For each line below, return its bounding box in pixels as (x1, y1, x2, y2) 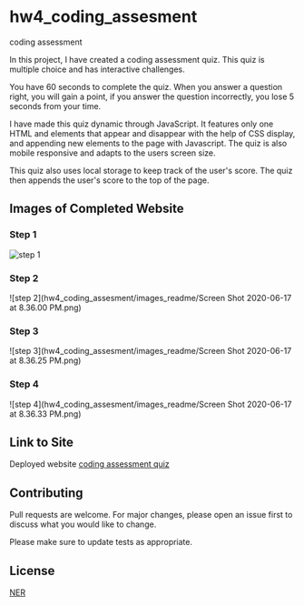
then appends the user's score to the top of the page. (9, 175, 210, 186)
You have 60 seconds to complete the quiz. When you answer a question (9, 81, 283, 92)
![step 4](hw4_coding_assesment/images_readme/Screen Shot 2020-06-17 (9, 399, 292, 409)
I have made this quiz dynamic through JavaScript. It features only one (9, 118, 274, 129)
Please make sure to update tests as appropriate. (9, 537, 193, 548)
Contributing (9, 485, 83, 500)
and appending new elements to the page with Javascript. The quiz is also (9, 137, 288, 148)
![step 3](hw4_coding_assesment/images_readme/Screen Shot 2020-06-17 (9, 346, 292, 357)
